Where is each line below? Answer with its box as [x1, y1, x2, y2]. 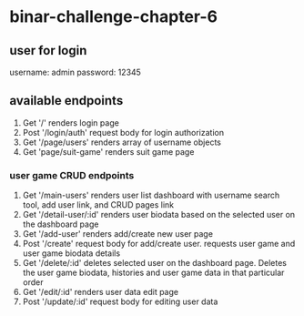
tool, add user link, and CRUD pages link [22, 199, 175, 210]
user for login [9, 43, 87, 58]
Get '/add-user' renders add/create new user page [22, 229, 214, 240]
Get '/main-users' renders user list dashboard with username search [22, 189, 280, 201]
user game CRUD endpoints [9, 168, 135, 181]
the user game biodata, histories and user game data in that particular [22, 267, 285, 279]
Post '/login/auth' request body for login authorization [22, 127, 225, 138]
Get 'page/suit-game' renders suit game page [22, 146, 195, 157]
